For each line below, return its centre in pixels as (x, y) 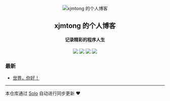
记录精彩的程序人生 (85, 39)
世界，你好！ (26, 78)
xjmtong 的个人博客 (85, 26)
